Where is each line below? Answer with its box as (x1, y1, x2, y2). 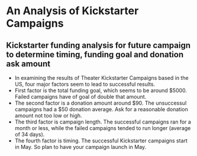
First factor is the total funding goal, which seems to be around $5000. (14, 87, 188, 94)
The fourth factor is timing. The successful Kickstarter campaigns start (14, 137, 188, 144)
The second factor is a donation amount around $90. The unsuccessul (14, 99, 187, 106)
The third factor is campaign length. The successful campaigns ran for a (14, 118, 191, 125)
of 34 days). (14, 131, 45, 138)
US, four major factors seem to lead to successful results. (14, 81, 156, 87)
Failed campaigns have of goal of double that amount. (14, 93, 147, 100)
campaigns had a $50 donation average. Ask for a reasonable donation (14, 106, 188, 113)
